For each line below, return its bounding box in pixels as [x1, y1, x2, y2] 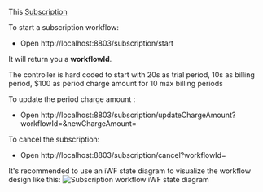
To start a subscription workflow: [8, 23, 120, 32]
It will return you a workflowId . [8, 55, 112, 63]
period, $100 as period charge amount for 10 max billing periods [8, 79, 224, 88]
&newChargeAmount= [62, 119, 137, 129]
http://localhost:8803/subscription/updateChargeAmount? [40, 110, 236, 120]
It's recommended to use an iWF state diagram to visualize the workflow [8, 166, 251, 176]
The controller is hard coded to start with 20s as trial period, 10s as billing [8, 70, 255, 80]
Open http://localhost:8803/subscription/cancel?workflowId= [20, 151, 226, 159]
